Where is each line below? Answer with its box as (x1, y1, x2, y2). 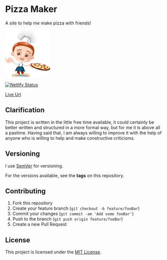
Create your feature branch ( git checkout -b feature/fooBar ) (12, 206, 140, 212)
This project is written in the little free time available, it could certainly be (5, 119, 155, 125)
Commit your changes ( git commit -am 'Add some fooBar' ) (12, 211, 134, 217)
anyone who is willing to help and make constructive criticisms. (5, 135, 135, 141)
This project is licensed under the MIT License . (5, 249, 102, 255)
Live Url (5, 91, 21, 97)
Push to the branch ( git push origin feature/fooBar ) (12, 216, 123, 222)
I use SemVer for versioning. (5, 163, 63, 169)
